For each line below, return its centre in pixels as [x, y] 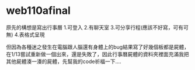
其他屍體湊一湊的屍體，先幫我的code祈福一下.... [64, 61]
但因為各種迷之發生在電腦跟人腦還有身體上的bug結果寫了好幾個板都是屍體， [98, 47]
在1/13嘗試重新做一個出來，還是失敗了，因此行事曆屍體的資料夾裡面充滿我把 [98, 54]
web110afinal [39, 11]
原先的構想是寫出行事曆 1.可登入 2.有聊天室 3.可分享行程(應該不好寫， [90, 27]
